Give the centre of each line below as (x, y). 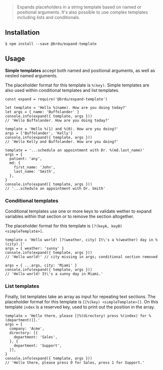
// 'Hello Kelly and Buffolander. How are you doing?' (62, 141)
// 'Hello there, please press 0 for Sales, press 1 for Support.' (75, 363)
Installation (22, 33)
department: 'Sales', (36, 337)
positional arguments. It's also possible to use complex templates (82, 12)
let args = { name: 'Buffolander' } (42, 112)
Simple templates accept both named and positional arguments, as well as (80, 70)
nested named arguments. (31, 75)
